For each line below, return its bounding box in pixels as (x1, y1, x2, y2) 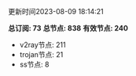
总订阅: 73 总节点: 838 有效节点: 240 (8, 24, 128, 33)
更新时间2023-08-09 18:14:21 (8, 7, 104, 16)
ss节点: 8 (19, 60, 50, 69)
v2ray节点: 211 (19, 40, 66, 49)
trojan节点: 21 (19, 50, 64, 59)
